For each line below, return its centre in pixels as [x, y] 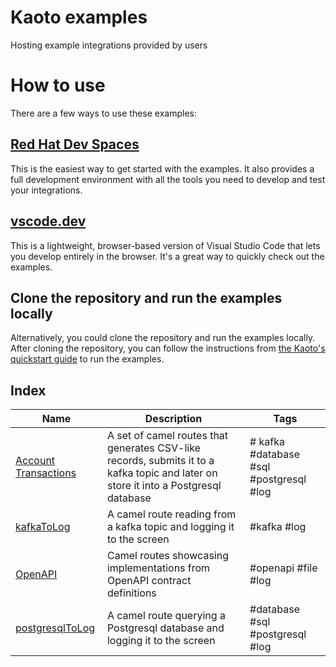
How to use [58, 85]
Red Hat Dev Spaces [75, 144]
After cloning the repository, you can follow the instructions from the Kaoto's [168, 348]
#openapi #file [283, 568]
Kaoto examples [79, 17]
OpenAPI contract [149, 581]
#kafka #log [278, 527]
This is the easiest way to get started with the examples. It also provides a [162, 168]
